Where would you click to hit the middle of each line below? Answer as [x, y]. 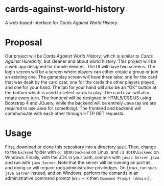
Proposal [24, 42]
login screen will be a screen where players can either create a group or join [82, 72]
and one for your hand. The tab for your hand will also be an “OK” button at [81, 87]
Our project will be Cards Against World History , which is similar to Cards [79, 56]
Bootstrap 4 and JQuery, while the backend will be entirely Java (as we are [81, 103]
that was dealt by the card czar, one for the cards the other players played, [80, 82]
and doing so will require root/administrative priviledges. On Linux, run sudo [81, 167]
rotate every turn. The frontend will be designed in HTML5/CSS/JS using [78, 98]
